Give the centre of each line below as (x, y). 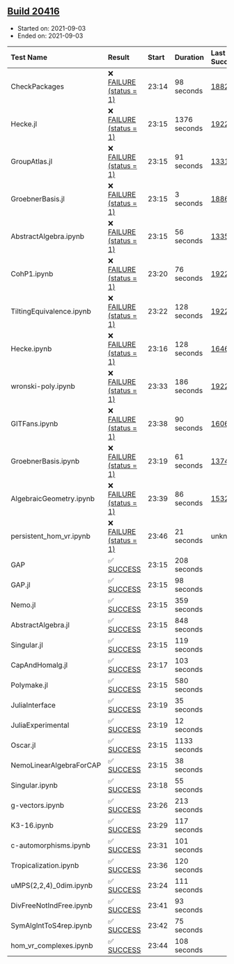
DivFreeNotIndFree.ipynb (52, 905)
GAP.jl (21, 585)
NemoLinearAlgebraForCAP (56, 765)
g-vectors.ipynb (38, 805)
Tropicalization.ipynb (45, 865)
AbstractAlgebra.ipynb (48, 236)
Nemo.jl (23, 604)
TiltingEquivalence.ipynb (51, 311)
